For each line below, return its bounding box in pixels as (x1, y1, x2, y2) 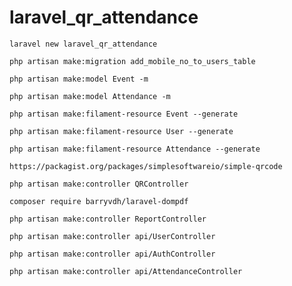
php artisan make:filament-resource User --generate (9, 126, 234, 136)
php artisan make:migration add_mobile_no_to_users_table (9, 56, 256, 66)
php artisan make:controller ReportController (9, 214, 207, 224)
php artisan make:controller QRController (9, 179, 189, 189)
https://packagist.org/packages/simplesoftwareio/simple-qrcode (9, 161, 283, 171)
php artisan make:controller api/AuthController (9, 249, 216, 259)
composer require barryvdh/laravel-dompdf (9, 196, 189, 206)
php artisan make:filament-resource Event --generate (9, 109, 239, 119)
